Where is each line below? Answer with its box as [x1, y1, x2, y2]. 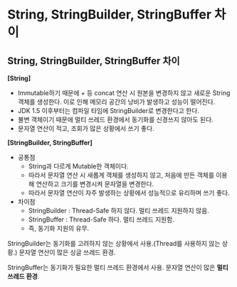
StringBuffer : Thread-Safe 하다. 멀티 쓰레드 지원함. [28, 215, 174, 224]
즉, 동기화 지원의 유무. [28, 224, 90, 232]
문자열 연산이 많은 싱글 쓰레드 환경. [19, 248, 116, 256]
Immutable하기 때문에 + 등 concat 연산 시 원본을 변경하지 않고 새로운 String [17, 89, 231, 97]
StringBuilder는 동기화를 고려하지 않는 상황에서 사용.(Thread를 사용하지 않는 [7, 239, 221, 247]
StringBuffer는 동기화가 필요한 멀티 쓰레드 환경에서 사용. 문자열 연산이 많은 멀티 [7, 264, 229, 271]
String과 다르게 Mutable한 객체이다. [28, 162, 130, 170]
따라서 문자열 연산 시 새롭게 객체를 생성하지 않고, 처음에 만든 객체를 [28, 171, 215, 179]
